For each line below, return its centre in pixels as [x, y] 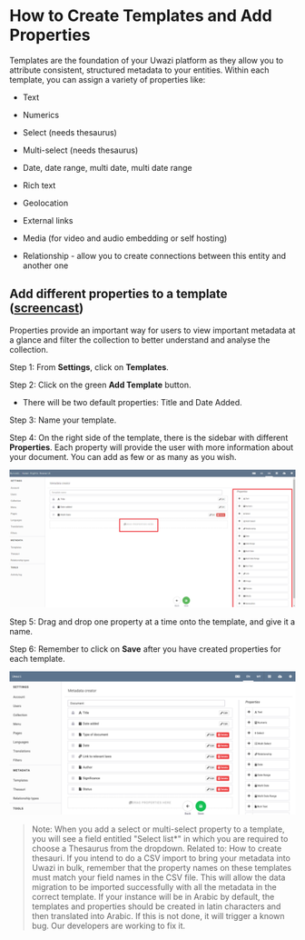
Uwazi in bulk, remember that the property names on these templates [162, 867]
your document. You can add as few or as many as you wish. [123, 456]
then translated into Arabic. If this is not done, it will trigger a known [158, 915]
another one [45, 265]
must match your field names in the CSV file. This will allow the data [158, 877]
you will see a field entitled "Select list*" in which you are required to [160, 838]
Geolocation [45, 203]
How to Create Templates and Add [141, 16]
